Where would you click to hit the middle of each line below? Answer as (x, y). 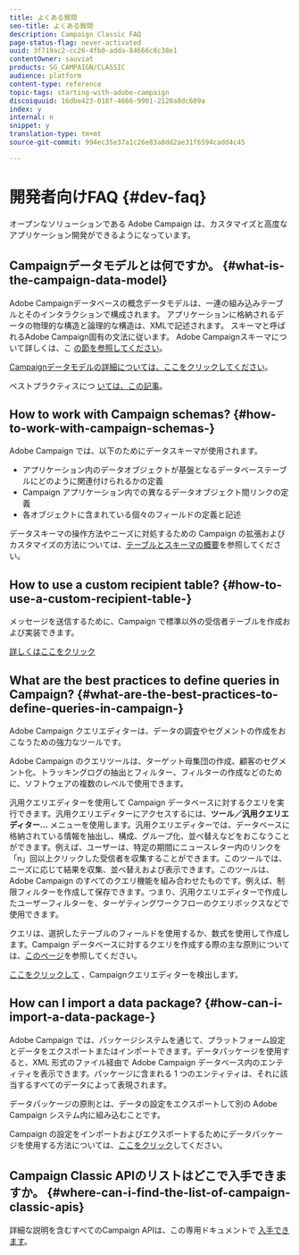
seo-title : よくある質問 (51, 26)
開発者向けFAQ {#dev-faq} (108, 197)
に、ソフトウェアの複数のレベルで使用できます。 (99, 783)
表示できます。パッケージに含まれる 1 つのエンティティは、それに (160, 1073)
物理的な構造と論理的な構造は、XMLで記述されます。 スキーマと (151, 325)
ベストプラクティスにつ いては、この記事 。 (88, 386)
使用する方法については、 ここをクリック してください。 (126, 1145)
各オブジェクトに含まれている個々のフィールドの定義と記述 (132, 514)
